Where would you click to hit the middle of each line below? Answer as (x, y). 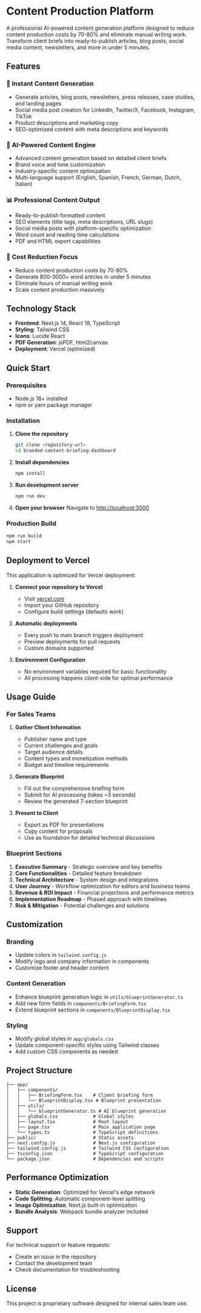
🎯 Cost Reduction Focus (42, 257)
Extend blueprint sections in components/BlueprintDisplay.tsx (93, 1010)
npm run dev (30, 496)
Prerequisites (26, 385)
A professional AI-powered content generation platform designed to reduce (100, 28)
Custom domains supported (59, 648)
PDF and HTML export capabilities (58, 241)
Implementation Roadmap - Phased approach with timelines (91, 899)
